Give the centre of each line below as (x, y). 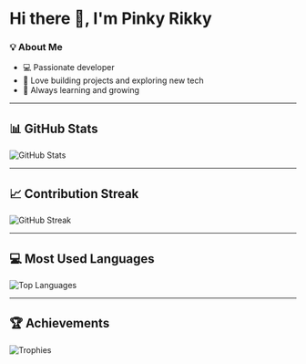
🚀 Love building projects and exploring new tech (113, 80)
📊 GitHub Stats (54, 128)
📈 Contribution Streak (74, 194)
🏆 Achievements (60, 323)
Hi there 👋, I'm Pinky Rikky (111, 19)
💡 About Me (36, 47)
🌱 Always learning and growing (81, 90)
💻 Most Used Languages (82, 259)
